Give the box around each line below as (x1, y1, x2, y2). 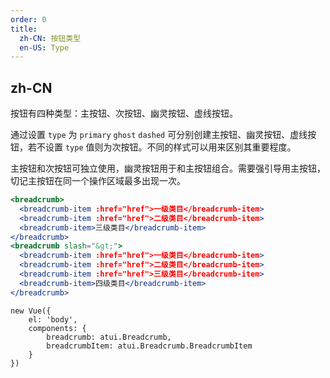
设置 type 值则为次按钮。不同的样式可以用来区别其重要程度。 (44, 141, 297, 153)
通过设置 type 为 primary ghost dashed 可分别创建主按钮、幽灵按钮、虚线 (10, 129, 308, 141)
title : (10, 24, 38, 34)
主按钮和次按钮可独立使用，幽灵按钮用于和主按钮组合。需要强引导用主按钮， (10, 162, 326, 175)
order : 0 (10, 14, 47, 25)
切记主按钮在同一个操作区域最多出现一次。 (10, 175, 186, 187)
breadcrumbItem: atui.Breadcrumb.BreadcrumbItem (46, 341, 253, 351)
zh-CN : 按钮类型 (19, 33, 82, 43)
